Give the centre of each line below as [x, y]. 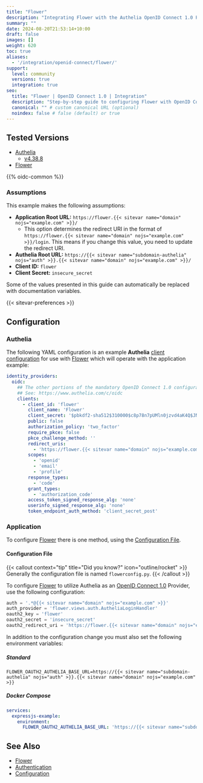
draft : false [23, 34]
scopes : [37, 455]
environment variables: [35, 643]
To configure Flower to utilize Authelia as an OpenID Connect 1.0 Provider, [98, 585]
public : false [46, 421]
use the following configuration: [46, 592]
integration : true [35, 85]
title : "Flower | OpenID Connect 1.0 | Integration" [79, 96]
